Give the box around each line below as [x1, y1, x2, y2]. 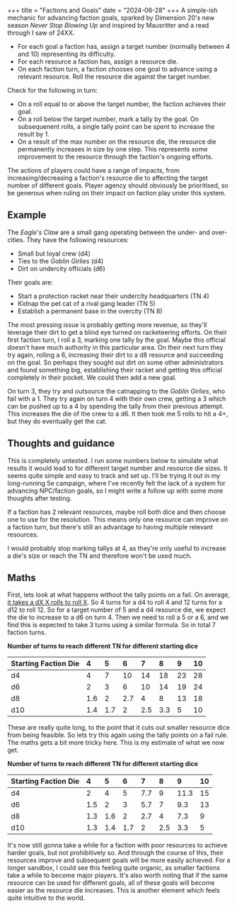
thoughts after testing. [7, 493, 72, 502]
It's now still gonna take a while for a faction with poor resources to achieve [7, 841, 228, 850]
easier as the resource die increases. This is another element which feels [7, 886, 221, 895]
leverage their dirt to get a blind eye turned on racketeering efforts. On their [7, 328, 228, 336]
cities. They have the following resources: [7, 235, 129, 244]
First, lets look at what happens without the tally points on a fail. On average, [7, 590, 231, 599]
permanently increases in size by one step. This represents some [17, 145, 208, 153]
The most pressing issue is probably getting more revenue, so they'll [7, 320, 207, 328]
